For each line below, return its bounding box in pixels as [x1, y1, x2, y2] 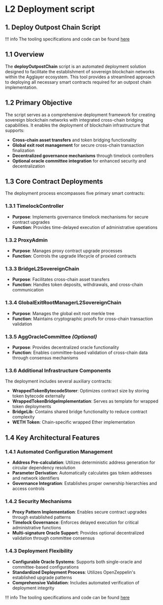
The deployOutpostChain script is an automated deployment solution [5, 63, 146, 69]
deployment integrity [12, 585, 55, 591]
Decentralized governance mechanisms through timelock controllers [12, 153, 154, 159]
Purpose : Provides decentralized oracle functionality [12, 344, 119, 350]
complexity [12, 414, 35, 420]
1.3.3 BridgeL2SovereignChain [5, 265, 80, 272]
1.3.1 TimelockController [5, 203, 64, 210]
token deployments [12, 404, 52, 410]
